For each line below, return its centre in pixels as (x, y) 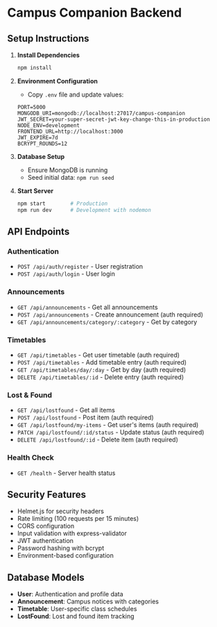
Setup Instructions (48, 39)
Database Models (46, 577)
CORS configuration (46, 526)
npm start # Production (62, 203)
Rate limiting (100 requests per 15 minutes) (78, 519)
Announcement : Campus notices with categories (88, 601)
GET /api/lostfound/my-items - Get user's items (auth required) (108, 425)
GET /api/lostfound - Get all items (66, 410)
